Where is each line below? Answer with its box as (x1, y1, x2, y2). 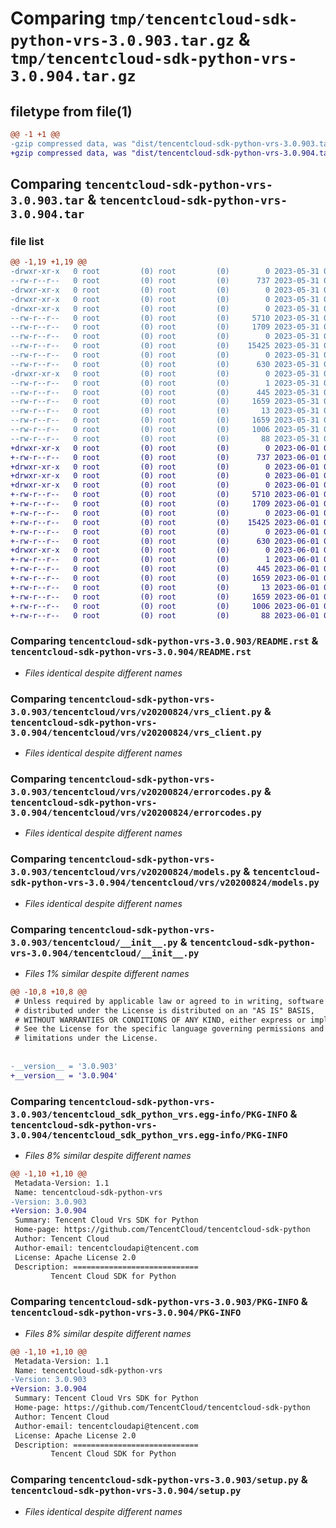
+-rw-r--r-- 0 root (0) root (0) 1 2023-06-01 (10, 555, 320, 565)
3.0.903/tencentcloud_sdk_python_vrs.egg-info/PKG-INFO (10, 1108, 288, 1120)
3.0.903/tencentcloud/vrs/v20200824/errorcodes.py (10, 786, 262, 797)
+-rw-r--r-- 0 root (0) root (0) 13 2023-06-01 (10, 582, 320, 592)
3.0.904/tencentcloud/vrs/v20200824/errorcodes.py (10, 807, 262, 818)
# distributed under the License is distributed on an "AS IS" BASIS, (14, 1005, 315, 1016)
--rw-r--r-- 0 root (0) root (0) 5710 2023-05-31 (10, 313, 320, 323)
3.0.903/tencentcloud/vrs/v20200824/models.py (10, 867, 242, 878)
